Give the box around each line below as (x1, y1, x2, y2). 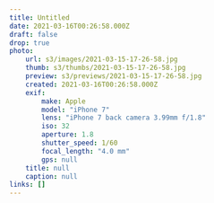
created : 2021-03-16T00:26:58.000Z (25, 80, 158, 89)
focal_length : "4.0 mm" (41, 146, 130, 155)
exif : (25, 88, 47, 97)
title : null (25, 163, 70, 172)
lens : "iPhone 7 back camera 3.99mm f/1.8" (41, 113, 206, 122)
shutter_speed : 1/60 (41, 138, 118, 147)
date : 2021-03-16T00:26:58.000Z (9, 22, 130, 31)
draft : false (9, 30, 58, 39)
